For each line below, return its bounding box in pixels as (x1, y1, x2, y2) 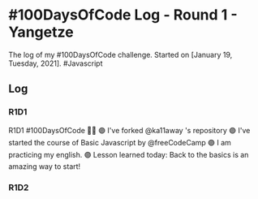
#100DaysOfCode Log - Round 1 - (8, 6, 238, 24)
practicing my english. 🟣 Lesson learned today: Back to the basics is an (8, 149, 249, 159)
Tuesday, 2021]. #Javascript (8, 58, 103, 68)
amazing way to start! (8, 161, 81, 171)
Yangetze (8, 23, 75, 41)
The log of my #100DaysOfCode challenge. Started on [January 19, (8, 50, 233, 59)
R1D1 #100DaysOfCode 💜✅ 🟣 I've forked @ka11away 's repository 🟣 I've (8, 125, 251, 135)
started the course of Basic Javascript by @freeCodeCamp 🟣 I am (8, 137, 231, 147)
